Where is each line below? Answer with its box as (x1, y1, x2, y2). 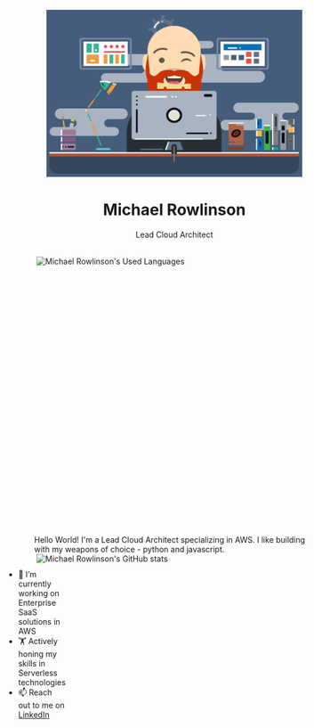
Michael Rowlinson (102, 200, 246, 220)
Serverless (18, 667, 58, 678)
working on (18, 587, 60, 598)
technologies (18, 676, 67, 687)
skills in (18, 658, 45, 668)
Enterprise (18, 597, 57, 608)
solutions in (18, 616, 60, 626)
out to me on (18, 699, 65, 710)
